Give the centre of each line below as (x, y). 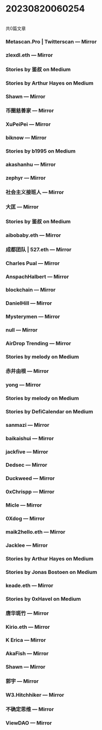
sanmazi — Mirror (27, 425)
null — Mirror (22, 330)
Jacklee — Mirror (27, 545)
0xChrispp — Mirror (30, 492)
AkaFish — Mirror (27, 654)
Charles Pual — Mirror (33, 263)
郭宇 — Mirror (22, 681)
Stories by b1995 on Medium (41, 151)
